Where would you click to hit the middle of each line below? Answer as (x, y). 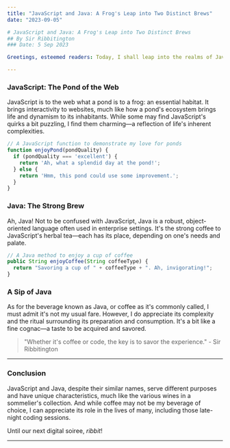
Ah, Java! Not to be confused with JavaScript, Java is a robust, (96, 221)
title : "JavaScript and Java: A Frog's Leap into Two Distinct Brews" (110, 13)
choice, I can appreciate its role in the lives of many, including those (103, 410)
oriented (19, 228)
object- (196, 221)
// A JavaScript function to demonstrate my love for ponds (95, 144)
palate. (17, 242)
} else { (26, 169)
